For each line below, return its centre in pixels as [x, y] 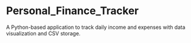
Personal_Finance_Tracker [73, 11]
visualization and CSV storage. [43, 33]
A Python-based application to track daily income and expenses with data [96, 27]
